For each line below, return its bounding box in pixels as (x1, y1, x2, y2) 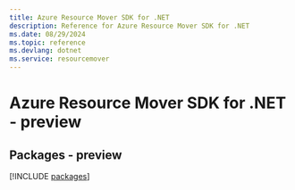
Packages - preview (9, 147, 122, 162)
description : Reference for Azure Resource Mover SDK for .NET (9, 21, 250, 30)
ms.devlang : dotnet (9, 46, 82, 55)
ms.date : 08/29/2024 (9, 29, 87, 38)
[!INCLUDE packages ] (9, 171, 90, 181)
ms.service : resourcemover (9, 54, 110, 63)
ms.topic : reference (9, 37, 87, 47)
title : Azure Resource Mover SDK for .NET (9, 12, 170, 22)
